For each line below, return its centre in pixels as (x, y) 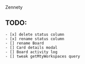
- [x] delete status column (35, 34)
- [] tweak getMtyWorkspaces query (43, 56)
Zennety (14, 7)
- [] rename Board (25, 43)
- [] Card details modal (31, 47)
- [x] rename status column (35, 39)
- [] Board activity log (31, 52)
